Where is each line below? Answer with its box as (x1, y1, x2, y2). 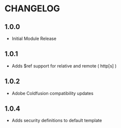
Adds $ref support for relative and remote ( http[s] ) (11, 63, 117, 69)
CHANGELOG (4, 3, 60, 14)
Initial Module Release (11, 35, 57, 41)
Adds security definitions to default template (11, 118, 102, 124)
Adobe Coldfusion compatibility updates (11, 90, 94, 96)
